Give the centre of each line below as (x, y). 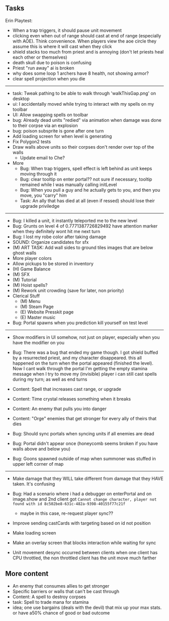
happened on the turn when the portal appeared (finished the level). (83, 363)
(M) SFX (21, 274)
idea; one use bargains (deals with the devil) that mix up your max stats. (87, 607)
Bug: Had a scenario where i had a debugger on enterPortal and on (82, 494)
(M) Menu (30, 301)
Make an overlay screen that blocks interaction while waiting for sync (84, 543)
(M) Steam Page (37, 306)
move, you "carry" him (43, 195)
